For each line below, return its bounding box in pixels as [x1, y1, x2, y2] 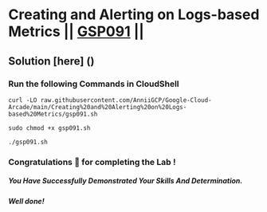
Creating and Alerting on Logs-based [8, 6, 260, 24]
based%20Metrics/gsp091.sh [8, 110, 98, 118]
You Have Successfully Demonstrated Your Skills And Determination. [8, 176, 243, 186]
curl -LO [8, 96, 37, 104]
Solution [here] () [8, 54, 95, 68]
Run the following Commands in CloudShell [8, 78, 179, 89]
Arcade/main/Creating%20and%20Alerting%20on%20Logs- [8, 103, 187, 111]
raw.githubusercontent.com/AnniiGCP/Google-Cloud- [40, 96, 213, 104]
